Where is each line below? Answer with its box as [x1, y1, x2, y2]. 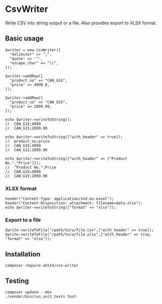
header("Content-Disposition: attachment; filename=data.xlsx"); [5, 201, 143, 206]
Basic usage [5, 34, 44, 43]
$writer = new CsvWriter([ [5, 47, 61, 53]
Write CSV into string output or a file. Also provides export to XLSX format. [5, 20, 157, 26]
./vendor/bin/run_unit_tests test [5, 294, 77, 299]
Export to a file [5, 216, 41, 223]
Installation [5, 250, 41, 258]
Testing [5, 277, 29, 285]
